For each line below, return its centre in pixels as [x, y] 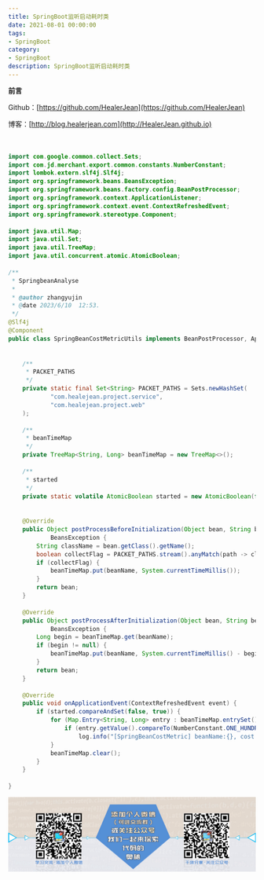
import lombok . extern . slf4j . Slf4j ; [66, 173]
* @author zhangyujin [47, 297]
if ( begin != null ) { [72, 645]
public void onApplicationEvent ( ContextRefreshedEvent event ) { [130, 703]
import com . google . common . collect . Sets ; [75, 156]
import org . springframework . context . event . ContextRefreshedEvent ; [119, 206]
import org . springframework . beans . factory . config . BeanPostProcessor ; [125, 190]
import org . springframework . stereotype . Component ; [93, 214]
